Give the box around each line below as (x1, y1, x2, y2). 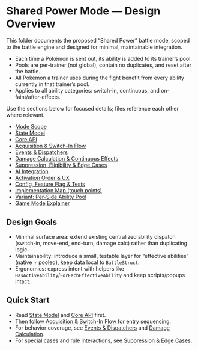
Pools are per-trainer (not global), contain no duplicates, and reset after (14, 61, 192, 69)
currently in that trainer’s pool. (14, 80, 90, 88)
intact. (14, 278, 31, 285)
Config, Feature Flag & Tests (14, 180, 86, 188)
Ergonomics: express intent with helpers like (14, 265, 125, 272)
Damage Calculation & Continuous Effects (14, 155, 119, 162)
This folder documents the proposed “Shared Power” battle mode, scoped (6, 37, 190, 44)
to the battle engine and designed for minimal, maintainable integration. (6, 43, 183, 51)
